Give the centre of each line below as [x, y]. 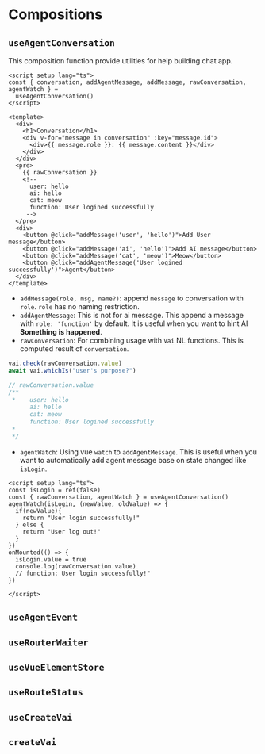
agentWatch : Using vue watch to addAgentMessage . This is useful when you [138, 452]
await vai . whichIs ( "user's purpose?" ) [72, 370]
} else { [30, 525]
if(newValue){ [38, 511]
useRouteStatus [46, 693]
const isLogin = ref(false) [55, 490]
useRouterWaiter [48, 642]
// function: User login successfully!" [83, 573]
